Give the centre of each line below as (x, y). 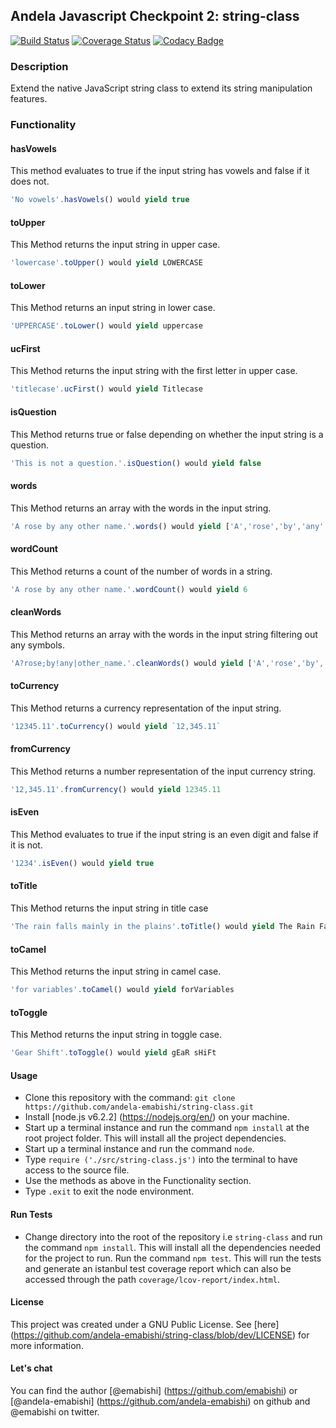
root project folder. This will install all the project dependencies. (155, 1138)
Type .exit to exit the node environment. (109, 1191)
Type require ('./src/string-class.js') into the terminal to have (161, 1160)
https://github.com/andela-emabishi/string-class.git (139, 1107)
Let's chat (31, 1368)
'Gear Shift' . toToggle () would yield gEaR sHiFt (113, 1053)
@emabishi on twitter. (55, 1411)
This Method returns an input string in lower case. (113, 308)
